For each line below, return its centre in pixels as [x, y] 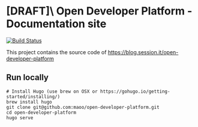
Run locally [28, 77]
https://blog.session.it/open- [143, 52]
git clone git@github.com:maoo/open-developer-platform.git [83, 107]
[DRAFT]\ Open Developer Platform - [99, 11]
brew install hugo [29, 102]
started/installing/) [33, 97]
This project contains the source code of [56, 52]
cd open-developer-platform [41, 113]
